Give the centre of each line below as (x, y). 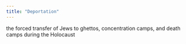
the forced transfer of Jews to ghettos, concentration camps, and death (93, 28)
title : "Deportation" (33, 11)
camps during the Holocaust (41, 34)
